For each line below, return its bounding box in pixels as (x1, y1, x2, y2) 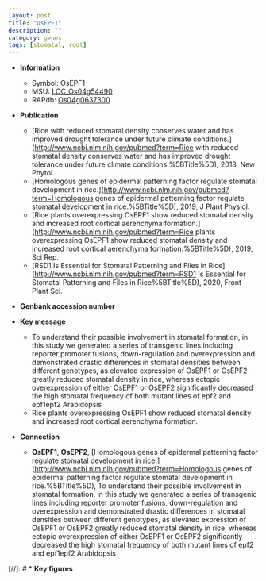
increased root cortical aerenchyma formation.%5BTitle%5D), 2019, (31, 244, 253, 254)
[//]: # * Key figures (8, 564, 73, 574)
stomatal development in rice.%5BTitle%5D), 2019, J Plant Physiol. (31, 202, 250, 211)
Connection (19, 432, 60, 441)
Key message (19, 317, 66, 326)
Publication (19, 110, 59, 120)
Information (19, 63, 60, 72)
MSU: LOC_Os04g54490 (31, 87, 113, 96)
